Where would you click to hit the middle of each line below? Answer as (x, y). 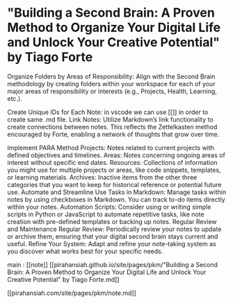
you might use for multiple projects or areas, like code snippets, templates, (114, 170)
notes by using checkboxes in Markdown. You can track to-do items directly (116, 199)
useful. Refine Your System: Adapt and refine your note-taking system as (112, 243)
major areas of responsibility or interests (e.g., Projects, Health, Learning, (112, 91)
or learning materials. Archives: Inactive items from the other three (102, 177)
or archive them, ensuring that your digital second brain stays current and (113, 236)
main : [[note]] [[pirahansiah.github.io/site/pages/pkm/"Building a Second (112, 264)
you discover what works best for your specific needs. (85, 251)
